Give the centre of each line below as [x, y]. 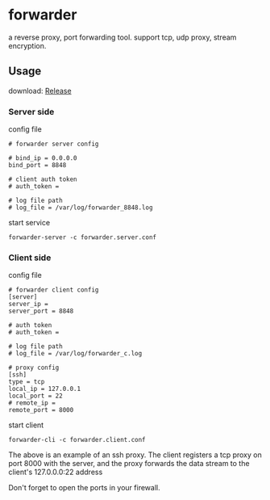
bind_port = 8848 [37, 166]
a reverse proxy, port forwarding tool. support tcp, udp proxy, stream [123, 37]
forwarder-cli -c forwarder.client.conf [77, 440]
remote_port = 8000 [41, 410]
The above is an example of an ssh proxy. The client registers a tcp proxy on [135, 455]
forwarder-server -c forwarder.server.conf [83, 237]
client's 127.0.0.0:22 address [56, 472]
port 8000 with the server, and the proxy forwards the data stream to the [129, 464]
